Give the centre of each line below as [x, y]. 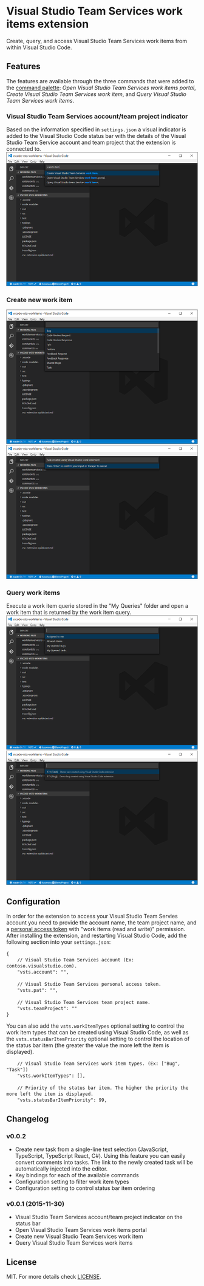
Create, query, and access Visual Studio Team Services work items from [97, 41]
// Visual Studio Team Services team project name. [84, 1003]
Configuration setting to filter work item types [72, 1182]
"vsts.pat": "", [38, 991]
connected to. [24, 149]
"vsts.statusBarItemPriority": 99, [62, 1100]
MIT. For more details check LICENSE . [54, 1277]
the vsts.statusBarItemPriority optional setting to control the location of [98, 1039]
